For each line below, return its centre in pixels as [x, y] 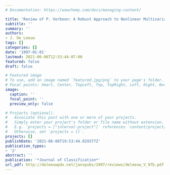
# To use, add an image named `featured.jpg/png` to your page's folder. [85, 80]
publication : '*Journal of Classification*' [53, 160]
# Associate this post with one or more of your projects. [71, 118]
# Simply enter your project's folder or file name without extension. [85, 122]
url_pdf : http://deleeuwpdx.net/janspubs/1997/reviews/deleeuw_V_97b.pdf [85, 165]
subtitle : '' [19, 24]
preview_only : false [31, 104]
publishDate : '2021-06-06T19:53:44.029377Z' [53, 141]
